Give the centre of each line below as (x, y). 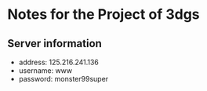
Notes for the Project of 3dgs (103, 15)
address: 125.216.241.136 (59, 62)
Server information (55, 44)
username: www (45, 71)
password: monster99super (64, 79)
